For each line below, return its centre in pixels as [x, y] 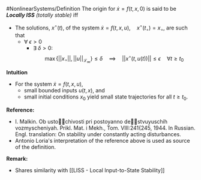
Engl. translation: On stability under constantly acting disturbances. [98, 134]
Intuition [17, 73]
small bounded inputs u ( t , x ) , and [64, 91]
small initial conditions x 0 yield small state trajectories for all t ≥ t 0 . [106, 97]
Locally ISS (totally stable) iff [42, 15]
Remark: [17, 159]
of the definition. [35, 147]
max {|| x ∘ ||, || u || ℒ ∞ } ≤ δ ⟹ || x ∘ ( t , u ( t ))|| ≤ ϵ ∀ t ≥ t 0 [114, 59]
